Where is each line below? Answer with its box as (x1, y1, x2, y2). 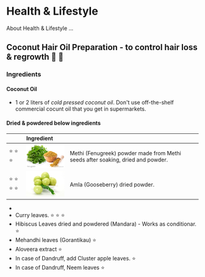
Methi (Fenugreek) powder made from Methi (70, 150, 181, 157)
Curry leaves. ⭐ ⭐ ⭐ (15, 211, 65, 218)
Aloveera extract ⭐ (15, 245, 62, 253)
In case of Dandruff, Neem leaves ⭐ (15, 264, 105, 271)
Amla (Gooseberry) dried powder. (70, 180, 154, 188)
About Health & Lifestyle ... (6, 24, 74, 32)
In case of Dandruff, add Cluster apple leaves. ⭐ (15, 254, 136, 262)
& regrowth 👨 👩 (6, 52, 64, 62)
